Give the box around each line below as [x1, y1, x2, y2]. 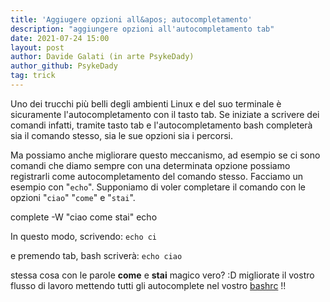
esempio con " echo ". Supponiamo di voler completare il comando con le [10, 181, 306, 193]
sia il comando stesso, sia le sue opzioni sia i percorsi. [10, 129, 234, 141]
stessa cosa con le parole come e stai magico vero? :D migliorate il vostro [10, 269, 315, 281]
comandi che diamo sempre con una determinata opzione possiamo [10, 159, 291, 171]
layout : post [10, 42, 65, 53]
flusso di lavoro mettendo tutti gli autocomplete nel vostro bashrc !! [10, 279, 287, 291]
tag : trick [10, 71, 56, 81]
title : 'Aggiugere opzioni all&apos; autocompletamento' [10, 14, 253, 25]
